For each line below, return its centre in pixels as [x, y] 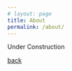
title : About [26, 20]
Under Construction [36, 47]
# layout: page [30, 14]
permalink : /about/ [36, 27]
